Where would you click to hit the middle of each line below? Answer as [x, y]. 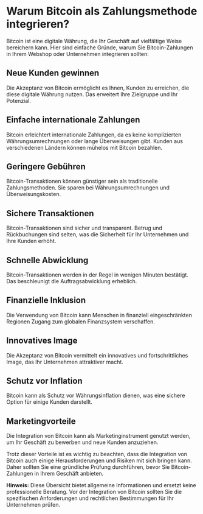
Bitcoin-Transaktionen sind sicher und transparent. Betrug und [84, 228]
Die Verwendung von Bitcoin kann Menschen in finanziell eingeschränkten [99, 315]
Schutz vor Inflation [45, 381]
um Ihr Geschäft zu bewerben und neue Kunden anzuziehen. [82, 442]
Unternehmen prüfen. [33, 505]
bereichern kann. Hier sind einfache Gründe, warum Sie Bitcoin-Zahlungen [100, 48]
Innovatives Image [42, 341]
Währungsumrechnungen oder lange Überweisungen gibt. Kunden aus [95, 141]
